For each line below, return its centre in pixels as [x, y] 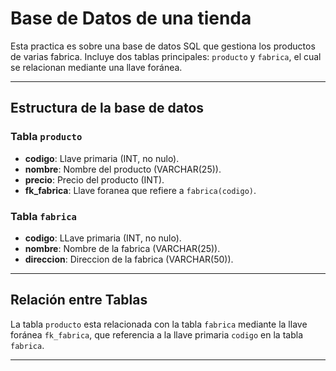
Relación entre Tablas [79, 300]
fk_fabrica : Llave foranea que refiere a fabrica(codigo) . [140, 190]
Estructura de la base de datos [107, 108]
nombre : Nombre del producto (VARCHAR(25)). [123, 169]
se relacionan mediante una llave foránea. [96, 67]
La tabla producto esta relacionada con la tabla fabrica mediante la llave [159, 324]
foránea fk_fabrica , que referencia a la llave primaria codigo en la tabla [156, 334]
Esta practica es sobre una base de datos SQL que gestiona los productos [163, 46]
